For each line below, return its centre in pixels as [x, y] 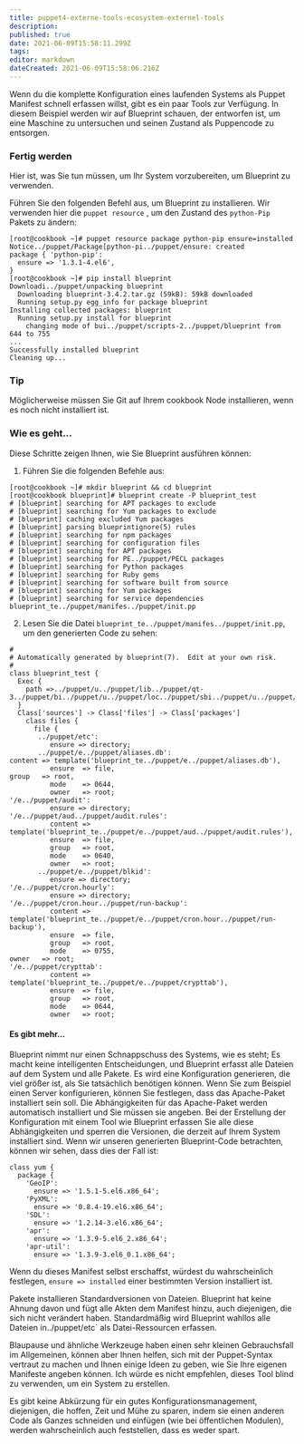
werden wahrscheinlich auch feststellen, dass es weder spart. [125, 1429]
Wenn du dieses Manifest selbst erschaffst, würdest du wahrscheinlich [141, 1271]
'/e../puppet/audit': [50, 800]
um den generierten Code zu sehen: [90, 633]
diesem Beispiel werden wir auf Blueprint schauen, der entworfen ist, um [145, 113]
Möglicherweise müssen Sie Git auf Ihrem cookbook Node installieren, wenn [152, 401]
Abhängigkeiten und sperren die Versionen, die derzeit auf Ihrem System [145, 1131]
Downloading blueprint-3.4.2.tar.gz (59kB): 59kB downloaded [135, 295]
